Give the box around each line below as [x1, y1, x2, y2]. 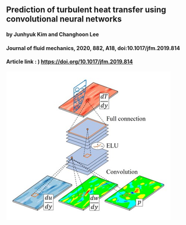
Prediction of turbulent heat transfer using [6, 5, 166, 15]
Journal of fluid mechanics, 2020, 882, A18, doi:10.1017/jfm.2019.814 [6, 44, 180, 51]
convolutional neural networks [6, 14, 122, 24]
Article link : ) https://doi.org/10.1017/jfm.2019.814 [6, 58, 133, 65]
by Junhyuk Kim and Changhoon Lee [6, 30, 99, 38]
